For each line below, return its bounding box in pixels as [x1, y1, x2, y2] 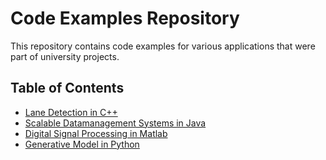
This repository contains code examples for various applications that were [10, 40, 316, 52]
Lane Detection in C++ [24, 106, 118, 118]
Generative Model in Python [24, 138, 140, 150]
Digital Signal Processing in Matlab [24, 127, 168, 139]
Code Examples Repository [10, 7, 240, 30]
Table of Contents [10, 80, 125, 97]
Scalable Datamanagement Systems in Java [24, 117, 207, 129]
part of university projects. [10, 50, 120, 62]
